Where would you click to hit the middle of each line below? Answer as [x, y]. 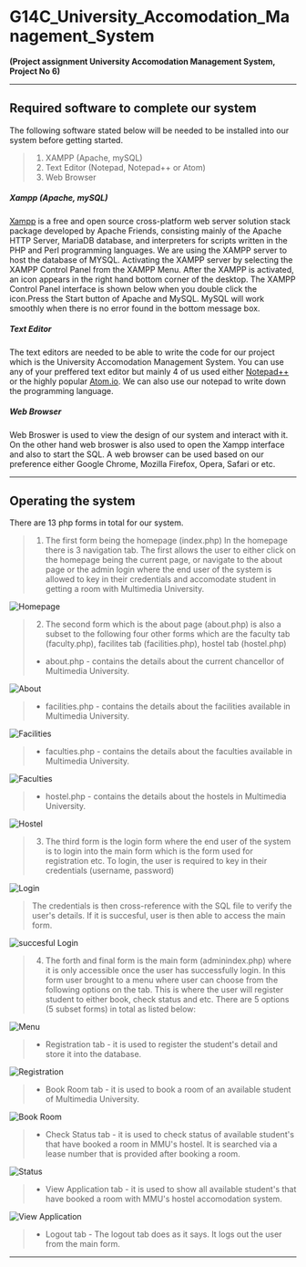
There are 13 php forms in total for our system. [97, 523]
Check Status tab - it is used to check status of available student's [169, 1135]
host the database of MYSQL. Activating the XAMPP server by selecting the [151, 260]
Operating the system [72, 501]
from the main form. [83, 1244]
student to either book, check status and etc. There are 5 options [167, 1000]
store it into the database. [93, 1054]
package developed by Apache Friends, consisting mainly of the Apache [146, 231]
